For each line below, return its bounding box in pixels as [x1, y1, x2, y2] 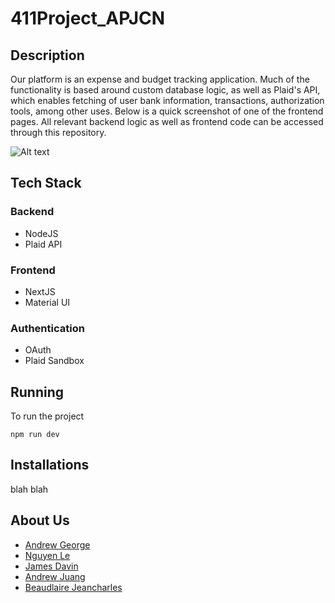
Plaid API [24, 238, 63, 250]
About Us [10, 512, 70, 529]
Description [10, 47, 85, 64]
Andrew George [24, 538, 91, 551]
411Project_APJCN [10, 7, 166, 30]
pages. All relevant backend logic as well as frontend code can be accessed [10, 116, 324, 127]
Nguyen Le [24, 549, 71, 561]
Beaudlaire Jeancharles [24, 581, 123, 593]
